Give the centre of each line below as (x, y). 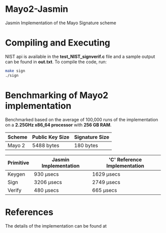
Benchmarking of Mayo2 (57, 95)
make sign (15, 71)
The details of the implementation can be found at (56, 226)
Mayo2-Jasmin (37, 9)
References (29, 212)
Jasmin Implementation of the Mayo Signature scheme (61, 23)
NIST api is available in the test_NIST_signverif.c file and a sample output (80, 56)
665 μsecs (104, 190)
